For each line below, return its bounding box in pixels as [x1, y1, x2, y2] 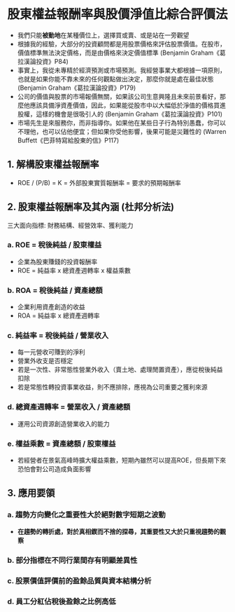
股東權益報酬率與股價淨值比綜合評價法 [7, 6, 229, 22]
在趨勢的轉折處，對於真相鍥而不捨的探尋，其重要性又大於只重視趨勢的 [17, 527, 220, 536]
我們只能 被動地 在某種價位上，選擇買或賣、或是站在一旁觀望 [17, 31, 190, 39]
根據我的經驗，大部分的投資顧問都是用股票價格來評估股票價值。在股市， [17, 39, 226, 48]
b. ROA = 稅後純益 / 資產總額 [7, 285, 103, 295]
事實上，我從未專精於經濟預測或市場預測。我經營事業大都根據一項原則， [17, 66, 226, 74]
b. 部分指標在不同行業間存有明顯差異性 [7, 555, 138, 565]
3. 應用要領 [7, 487, 55, 499]
